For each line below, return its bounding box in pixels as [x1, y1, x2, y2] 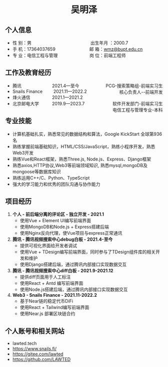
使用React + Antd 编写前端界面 [19, 280, 83, 286]
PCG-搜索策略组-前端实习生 [105, 83, 163, 89]
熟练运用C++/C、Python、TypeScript [12, 174, 90, 180]
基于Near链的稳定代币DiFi [19, 298, 73, 304]
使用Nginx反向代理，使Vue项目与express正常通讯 [19, 230, 122, 236]
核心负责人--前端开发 [119, 89, 163, 95]
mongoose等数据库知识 [12, 168, 61, 174]
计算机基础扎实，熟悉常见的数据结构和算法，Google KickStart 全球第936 [12, 131, 162, 137]
